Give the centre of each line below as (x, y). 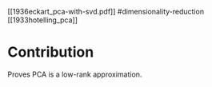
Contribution (51, 52)
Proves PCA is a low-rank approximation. (75, 74)
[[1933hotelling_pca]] (42, 20)
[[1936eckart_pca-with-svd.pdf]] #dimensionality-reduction (106, 12)
